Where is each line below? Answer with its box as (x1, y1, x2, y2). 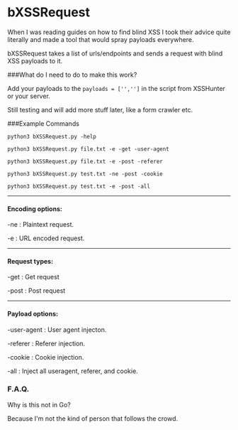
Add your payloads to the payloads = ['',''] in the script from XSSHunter (7, 84, 225, 92)
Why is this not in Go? (7, 400, 71, 409)
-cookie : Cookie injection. (7, 353, 84, 361)
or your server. (7, 92, 51, 100)
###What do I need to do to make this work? (7, 70, 137, 79)
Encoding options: (7, 204, 62, 213)
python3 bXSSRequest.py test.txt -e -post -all (7, 183, 151, 190)
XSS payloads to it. (7, 56, 63, 65)
